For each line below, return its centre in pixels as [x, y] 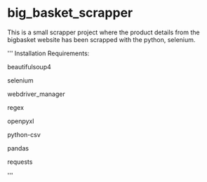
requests [20, 162]
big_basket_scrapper [70, 13]
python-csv [24, 134]
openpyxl [21, 121]
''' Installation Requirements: [48, 53]
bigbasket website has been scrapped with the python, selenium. [101, 39]
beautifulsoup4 [29, 66]
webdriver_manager [36, 94]
